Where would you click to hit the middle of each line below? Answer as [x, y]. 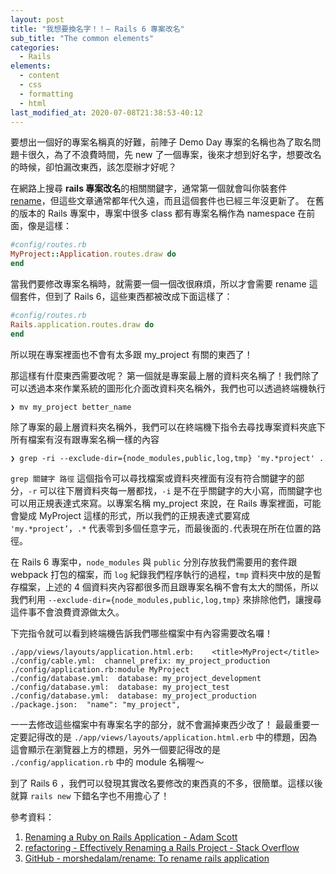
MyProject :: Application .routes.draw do [93, 254]
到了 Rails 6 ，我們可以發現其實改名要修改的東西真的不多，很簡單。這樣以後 [166, 783]
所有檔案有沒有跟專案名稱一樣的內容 [85, 439]
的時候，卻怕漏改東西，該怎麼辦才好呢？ [93, 167]
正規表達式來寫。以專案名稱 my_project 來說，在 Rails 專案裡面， [170, 503]
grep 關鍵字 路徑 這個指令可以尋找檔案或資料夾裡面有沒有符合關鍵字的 [153, 478]
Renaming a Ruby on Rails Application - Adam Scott [131, 837]
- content [39, 76]
